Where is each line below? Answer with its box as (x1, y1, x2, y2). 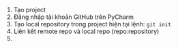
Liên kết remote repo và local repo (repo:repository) (13, 27, 160, 35)
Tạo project (13, 6, 46, 14)
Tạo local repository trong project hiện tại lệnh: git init (13, 20, 172, 28)
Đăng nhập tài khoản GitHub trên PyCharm (13, 13, 134, 21)
